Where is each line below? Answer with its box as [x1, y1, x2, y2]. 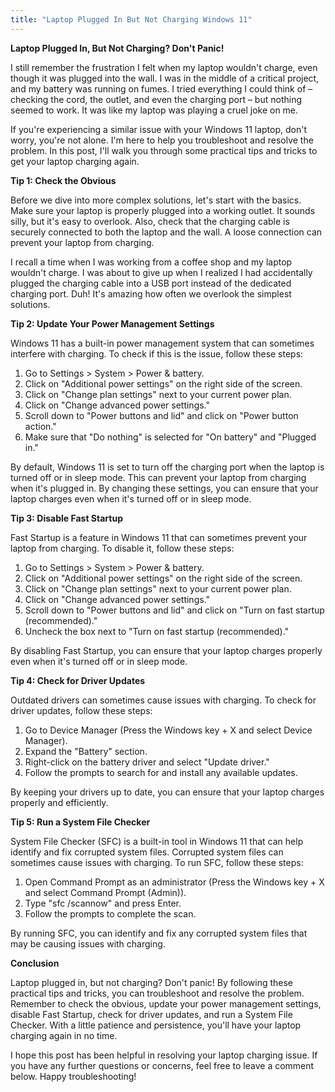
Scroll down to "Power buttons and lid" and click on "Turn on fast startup [24, 604, 325, 616]
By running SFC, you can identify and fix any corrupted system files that [10, 927, 308, 939]
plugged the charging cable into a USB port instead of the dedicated [10, 277, 292, 289]
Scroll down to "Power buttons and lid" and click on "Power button [24, 409, 299, 421]
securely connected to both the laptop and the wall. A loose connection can [10, 226, 323, 238]
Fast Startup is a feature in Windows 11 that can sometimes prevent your [10, 531, 308, 543]
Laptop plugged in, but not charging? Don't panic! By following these [10, 976, 294, 988]
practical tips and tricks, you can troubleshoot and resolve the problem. [10, 987, 305, 999]
